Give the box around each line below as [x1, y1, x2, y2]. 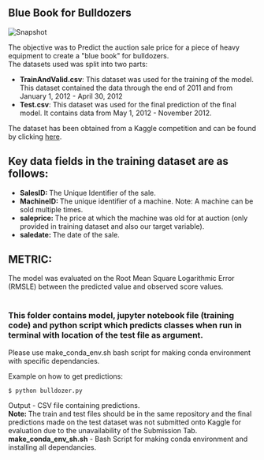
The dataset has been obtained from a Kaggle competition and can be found [8, 123, 257, 133]
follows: [8, 167, 49, 181]
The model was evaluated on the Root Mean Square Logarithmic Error [8, 274, 235, 283]
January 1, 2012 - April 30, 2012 [19, 91, 123, 101]
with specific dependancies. [8, 356, 100, 365]
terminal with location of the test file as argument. [8, 330, 203, 341]
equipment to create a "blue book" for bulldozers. [8, 50, 169, 60]
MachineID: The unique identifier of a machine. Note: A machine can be [19, 196, 254, 206]
